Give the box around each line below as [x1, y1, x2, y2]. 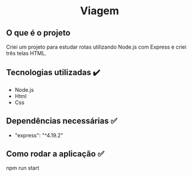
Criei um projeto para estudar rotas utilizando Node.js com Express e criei [6, 43, 187, 50]
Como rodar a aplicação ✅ [6, 149, 105, 159]
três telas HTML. [6, 50, 47, 57]
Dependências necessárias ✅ [6, 116, 117, 126]
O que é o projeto [6, 28, 71, 38]
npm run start [6, 165, 40, 172]
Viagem [79, 4, 120, 18]
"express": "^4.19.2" [14, 131, 63, 139]
